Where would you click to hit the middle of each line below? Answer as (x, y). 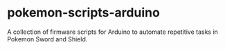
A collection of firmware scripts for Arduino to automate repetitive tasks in (112, 32)
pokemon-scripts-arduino (84, 13)
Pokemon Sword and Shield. (47, 39)
